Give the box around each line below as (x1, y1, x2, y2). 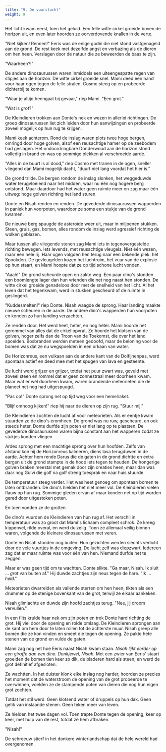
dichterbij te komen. (5, 86, 46, 92)
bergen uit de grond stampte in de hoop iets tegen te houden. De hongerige (5, 459, 160, 465)
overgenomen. (5, 741, 35, 747)
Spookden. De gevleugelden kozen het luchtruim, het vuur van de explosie (5, 256, 158, 263)
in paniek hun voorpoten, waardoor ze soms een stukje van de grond (5, 206, 146, 212)
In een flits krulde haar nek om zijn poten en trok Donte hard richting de (5, 615, 151, 621)
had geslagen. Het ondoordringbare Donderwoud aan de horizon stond (5, 145, 150, 151)
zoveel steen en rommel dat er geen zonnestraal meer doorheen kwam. (5, 373, 151, 379)
